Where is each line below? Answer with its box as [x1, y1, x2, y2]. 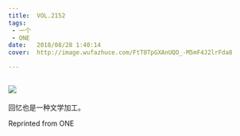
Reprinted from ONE [8, 119, 75, 128]
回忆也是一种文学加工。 [8, 103, 85, 112]
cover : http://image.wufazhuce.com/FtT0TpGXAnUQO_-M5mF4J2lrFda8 [8, 49, 233, 56]
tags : [8, 19, 26, 27]
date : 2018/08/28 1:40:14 [8, 41, 102, 49]
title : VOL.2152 [8, 11, 66, 20]
